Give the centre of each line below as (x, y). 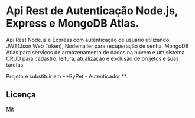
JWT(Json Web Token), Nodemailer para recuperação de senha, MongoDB (97, 46)
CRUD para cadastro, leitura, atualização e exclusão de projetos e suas (92, 58)
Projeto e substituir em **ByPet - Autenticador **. (67, 76)
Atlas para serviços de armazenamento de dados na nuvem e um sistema (95, 52)
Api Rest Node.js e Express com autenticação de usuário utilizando (88, 40)
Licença (21, 95)
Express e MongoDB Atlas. (73, 23)
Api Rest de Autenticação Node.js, (92, 11)
